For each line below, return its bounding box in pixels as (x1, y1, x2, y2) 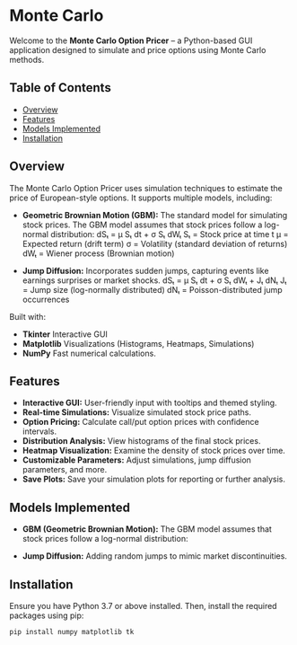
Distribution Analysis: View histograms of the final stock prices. (22, 436, 261, 446)
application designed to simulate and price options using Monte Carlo (9, 44, 266, 55)
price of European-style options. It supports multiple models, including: (9, 192, 273, 203)
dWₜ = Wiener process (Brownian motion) (22, 248, 175, 259)
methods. (9, 54, 45, 65)
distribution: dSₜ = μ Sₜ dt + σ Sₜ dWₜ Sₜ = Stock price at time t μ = (50, 228, 289, 239)
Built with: (9, 311, 47, 322)
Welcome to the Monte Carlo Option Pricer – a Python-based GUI (9, 35, 253, 46)
